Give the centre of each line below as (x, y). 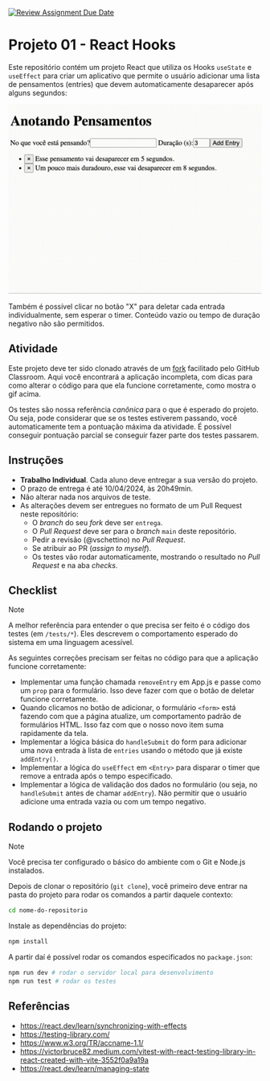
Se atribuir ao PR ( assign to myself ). (92, 548)
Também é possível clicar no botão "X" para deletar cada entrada (117, 306)
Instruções (36, 460)
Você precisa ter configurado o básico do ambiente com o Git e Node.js (127, 862)
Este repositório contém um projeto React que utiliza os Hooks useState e (130, 67)
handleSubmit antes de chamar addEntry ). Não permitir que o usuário (133, 793)
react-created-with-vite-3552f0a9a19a (84, 1060)
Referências (39, 1007)
